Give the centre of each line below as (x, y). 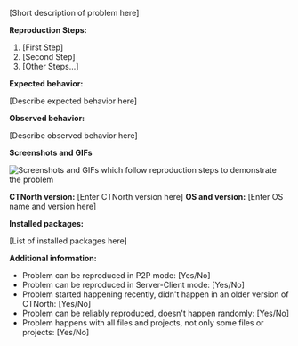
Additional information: (53, 258)
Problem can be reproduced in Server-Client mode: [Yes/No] (133, 285)
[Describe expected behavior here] (73, 101)
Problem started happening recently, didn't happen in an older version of (155, 294)
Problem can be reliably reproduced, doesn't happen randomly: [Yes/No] (156, 313)
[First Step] (43, 47)
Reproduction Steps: (48, 30)
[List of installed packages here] (68, 241)
